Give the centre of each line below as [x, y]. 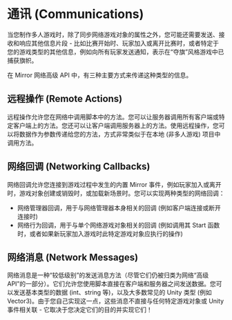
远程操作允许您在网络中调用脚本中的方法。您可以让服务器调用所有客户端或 [113, 117]
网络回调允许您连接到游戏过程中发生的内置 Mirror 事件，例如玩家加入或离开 [115, 184]
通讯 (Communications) [76, 14]
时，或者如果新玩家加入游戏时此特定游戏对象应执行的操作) [100, 233]
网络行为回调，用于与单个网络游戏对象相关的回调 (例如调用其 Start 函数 [118, 225]
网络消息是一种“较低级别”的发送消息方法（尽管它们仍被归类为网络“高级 [108, 275]
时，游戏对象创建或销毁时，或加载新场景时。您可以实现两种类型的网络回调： [116, 193]
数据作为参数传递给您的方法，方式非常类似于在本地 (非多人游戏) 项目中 [120, 134]
